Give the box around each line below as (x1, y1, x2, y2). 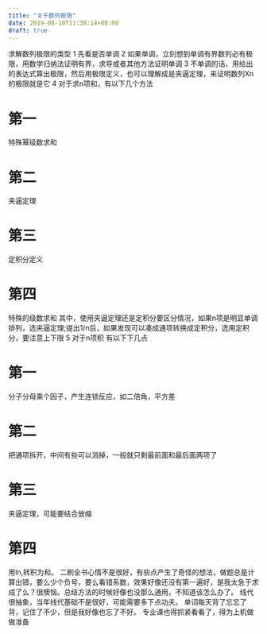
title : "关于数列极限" (8, 11, 76, 20)
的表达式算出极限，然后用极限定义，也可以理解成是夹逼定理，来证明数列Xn (8, 69, 254, 79)
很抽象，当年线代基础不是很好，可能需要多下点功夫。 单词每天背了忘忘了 (8, 597, 247, 606)
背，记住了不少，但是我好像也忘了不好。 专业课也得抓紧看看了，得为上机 (8, 607, 247, 617)
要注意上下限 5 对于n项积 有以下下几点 (21, 333, 149, 342)
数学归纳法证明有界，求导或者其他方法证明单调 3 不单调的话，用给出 (29, 59, 253, 68)
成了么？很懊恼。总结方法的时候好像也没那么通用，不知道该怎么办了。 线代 (8, 587, 254, 597)
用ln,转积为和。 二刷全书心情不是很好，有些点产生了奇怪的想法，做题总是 (8, 567, 248, 577)
